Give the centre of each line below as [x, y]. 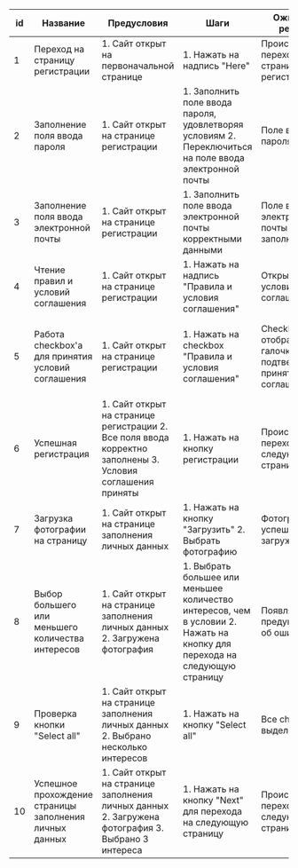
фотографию [210, 552]
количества [59, 638]
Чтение [50, 270]
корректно [125, 449]
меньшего [56, 627]
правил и [54, 281]
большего [55, 605]
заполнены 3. [130, 459]
